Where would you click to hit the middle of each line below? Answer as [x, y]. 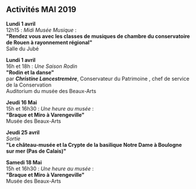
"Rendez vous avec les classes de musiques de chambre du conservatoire [98, 36]
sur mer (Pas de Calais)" [36, 151]
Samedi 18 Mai [24, 162]
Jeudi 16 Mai [22, 102]
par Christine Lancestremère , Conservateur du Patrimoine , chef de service [98, 78]
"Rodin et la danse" [30, 72]
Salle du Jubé [22, 49]
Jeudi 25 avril [23, 132]
